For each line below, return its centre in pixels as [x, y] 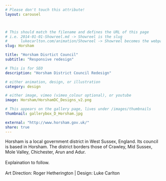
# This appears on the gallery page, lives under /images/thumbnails [78, 109]
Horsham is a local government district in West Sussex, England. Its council [82, 141]
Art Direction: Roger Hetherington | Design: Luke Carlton [62, 173]
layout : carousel [23, 14]
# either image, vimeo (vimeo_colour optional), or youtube [68, 95]
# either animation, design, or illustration [53, 82]
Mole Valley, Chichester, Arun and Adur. [45, 152]
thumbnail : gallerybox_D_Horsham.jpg [44, 114]
